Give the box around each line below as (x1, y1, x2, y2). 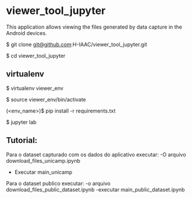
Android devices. (6, 29, 47, 36)
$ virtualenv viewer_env (6, 85, 64, 92)
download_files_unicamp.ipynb (6, 157, 81, 164)
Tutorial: (6, 135, 38, 145)
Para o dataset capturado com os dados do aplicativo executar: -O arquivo (6, 151, 186, 158)
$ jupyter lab (6, 118, 37, 125)
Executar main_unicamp (14, 168, 73, 176)
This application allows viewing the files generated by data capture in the (6, 23, 183, 30)
